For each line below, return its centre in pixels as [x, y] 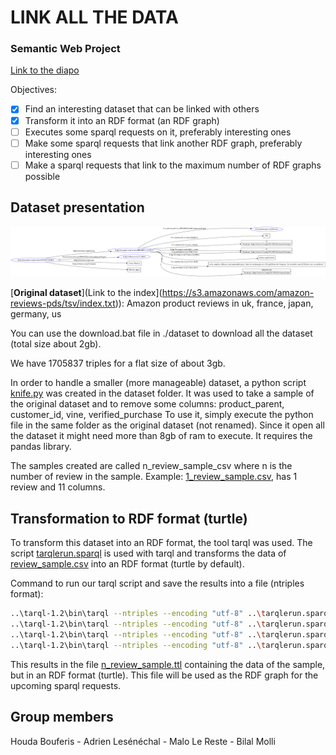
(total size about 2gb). [56, 344]
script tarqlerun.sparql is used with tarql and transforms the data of [148, 553]
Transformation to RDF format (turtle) [129, 518]
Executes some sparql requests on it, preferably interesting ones [158, 132]
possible [42, 176]
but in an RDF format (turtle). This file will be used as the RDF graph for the [164, 675]
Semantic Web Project [65, 49]
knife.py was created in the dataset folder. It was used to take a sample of [162, 393]
